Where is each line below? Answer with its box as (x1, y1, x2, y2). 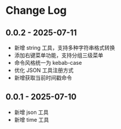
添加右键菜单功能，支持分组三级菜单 (14, 52, 104, 59)
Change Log (5, 4, 67, 17)
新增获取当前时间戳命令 (14, 74, 72, 81)
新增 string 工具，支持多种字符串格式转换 (14, 44, 116, 51)
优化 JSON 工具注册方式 (14, 67, 74, 74)
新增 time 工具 (14, 116, 49, 123)
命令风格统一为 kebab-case (14, 59, 82, 66)
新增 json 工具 (14, 109, 49, 116)
